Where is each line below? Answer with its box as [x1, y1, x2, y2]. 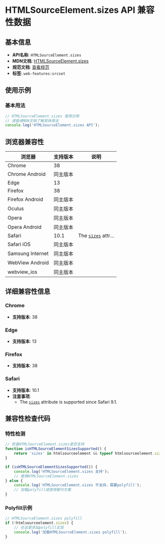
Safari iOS [7, 241, 31, 248]
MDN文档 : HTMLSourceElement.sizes [12, 58, 89, 64]
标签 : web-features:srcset [12, 70, 65, 76]
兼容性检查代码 [5, 415, 51, 423]
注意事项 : [12, 393, 31, 399]
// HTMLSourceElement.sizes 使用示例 [5, 114, 80, 119]
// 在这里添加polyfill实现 [14, 525, 64, 530]
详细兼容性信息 [5, 287, 51, 295]
